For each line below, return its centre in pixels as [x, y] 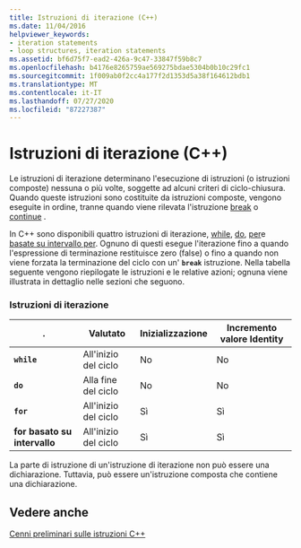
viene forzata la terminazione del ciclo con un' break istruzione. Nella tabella [150, 263]
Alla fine [100, 380]
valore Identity [252, 339]
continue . [28, 217]
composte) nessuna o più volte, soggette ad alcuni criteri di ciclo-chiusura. [147, 188]
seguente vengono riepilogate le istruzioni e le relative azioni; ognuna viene [149, 272]
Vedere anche [49, 512]
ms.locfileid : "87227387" [57, 109]
